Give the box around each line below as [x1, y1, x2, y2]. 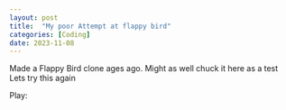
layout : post [9, 13, 59, 23]
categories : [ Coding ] [9, 30, 91, 39]
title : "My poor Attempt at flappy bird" [9, 22, 171, 31]
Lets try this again [9, 73, 77, 84]
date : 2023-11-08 [9, 38, 75, 48]
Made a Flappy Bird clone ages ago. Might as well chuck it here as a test [9, 63, 279, 74]
